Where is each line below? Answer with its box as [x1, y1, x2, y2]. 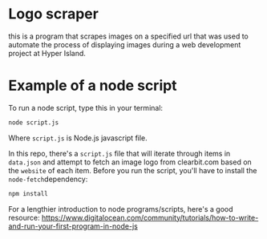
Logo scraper [8, 5, 99, 23]
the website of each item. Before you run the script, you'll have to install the [8, 165, 257, 175]
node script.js [8, 118, 59, 127]
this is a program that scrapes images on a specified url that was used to [8, 31, 249, 41]
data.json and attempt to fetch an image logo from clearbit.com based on [8, 157, 253, 167]
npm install [8, 189, 48, 197]
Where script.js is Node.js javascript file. [8, 133, 148, 143]
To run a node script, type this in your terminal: [8, 103, 163, 112]
